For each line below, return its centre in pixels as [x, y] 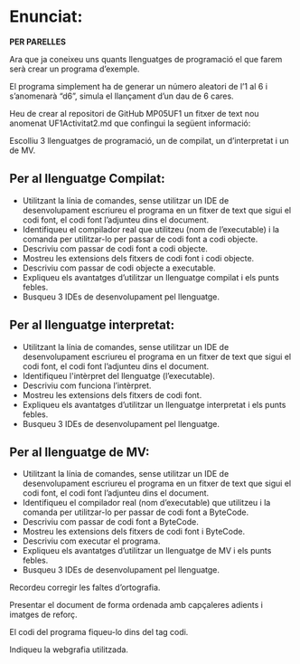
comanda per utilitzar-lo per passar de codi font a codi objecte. [140, 239]
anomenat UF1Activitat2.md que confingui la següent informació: [130, 123]
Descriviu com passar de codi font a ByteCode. [110, 522]
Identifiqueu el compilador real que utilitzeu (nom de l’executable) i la [151, 229]
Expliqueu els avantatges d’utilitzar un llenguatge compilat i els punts [151, 277]
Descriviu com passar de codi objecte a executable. [119, 268]
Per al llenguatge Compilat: [87, 179]
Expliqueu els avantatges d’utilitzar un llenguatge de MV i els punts [147, 551]
